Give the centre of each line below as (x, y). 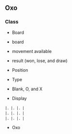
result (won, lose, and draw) (40, 61)
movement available (32, 51)
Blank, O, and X (27, 89)
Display (19, 98)
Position (20, 70)
